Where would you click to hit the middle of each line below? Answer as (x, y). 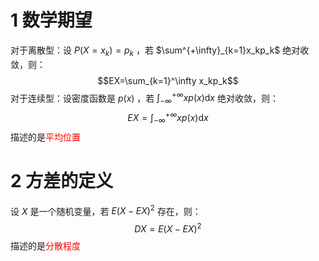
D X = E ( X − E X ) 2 (168, 228)
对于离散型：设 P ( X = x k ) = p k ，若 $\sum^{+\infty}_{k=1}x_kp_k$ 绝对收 (160, 51)
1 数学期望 (51, 20)
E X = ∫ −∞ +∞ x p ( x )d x (168, 118)
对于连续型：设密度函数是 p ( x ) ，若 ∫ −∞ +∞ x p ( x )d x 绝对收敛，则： (144, 98)
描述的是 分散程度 (45, 245)
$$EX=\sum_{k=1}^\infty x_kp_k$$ (168, 80)
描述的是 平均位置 (45, 137)
